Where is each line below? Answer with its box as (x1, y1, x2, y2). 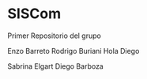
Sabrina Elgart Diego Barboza (7, 61, 104, 71)
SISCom (7, 5, 61, 23)
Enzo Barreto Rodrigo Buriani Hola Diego (7, 46, 140, 55)
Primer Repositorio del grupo (7, 31, 102, 40)
